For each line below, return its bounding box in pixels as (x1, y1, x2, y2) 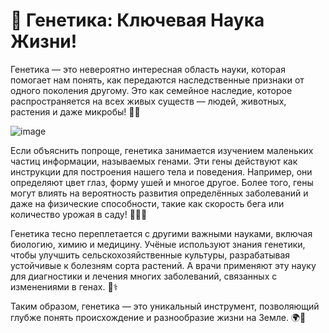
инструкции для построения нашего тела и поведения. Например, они (10, 165, 313, 178)
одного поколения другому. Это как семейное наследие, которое (10, 84, 293, 96)
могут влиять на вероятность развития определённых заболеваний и (10, 187, 309, 199)
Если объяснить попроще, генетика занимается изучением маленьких (10, 144, 314, 156)
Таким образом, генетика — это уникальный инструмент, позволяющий (10, 300, 320, 312)
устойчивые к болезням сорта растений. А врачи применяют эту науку (10, 259, 317, 271)
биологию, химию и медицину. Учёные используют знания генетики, (10, 238, 306, 250)
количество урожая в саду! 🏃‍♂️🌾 (10, 208, 148, 220)
